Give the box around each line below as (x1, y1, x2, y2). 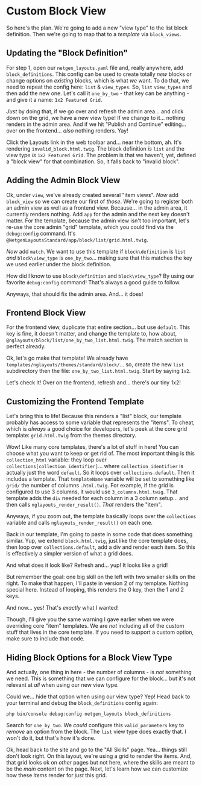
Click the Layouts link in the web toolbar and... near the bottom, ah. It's (6, 139, 182, 146)
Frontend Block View (6, 307, 86, 317)
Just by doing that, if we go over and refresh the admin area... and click (6, 107, 184, 115)
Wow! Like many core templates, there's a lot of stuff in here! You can (6, 443, 179, 451)
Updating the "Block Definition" (6, 48, 128, 58)
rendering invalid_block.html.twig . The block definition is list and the (6, 145, 185, 152)
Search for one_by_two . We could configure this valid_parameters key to (6, 722, 185, 728)
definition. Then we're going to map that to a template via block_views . (6, 30, 181, 37)
